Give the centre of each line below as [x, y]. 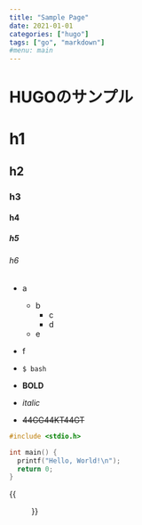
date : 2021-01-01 [41, 26]
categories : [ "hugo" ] [49, 34]
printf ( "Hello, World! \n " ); [69, 460]
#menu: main [31, 51]
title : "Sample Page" [49, 17]
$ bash [34, 369]
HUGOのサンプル [71, 97]
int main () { [33, 452]
